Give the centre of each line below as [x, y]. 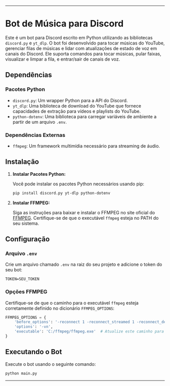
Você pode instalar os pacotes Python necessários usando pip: [78, 184]
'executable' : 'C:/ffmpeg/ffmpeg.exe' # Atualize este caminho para [89, 331]
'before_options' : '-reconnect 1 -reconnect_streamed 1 [75, 322]
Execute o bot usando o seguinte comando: [51, 364]
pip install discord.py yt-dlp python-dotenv [61, 193]
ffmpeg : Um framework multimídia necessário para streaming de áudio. [86, 146]
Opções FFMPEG [26, 292]
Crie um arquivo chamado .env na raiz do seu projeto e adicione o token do [84, 264]
